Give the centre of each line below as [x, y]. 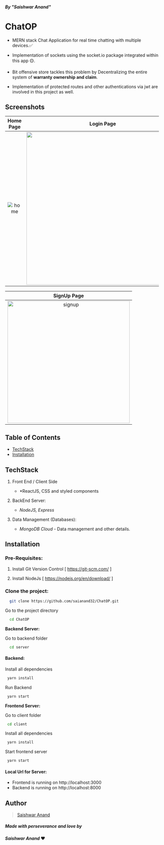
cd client [17, 724]
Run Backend [18, 687]
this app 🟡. [24, 61]
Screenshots [25, 107]
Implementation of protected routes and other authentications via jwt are [85, 87]
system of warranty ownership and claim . [55, 77]
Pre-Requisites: [24, 558]
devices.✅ [22, 45]
